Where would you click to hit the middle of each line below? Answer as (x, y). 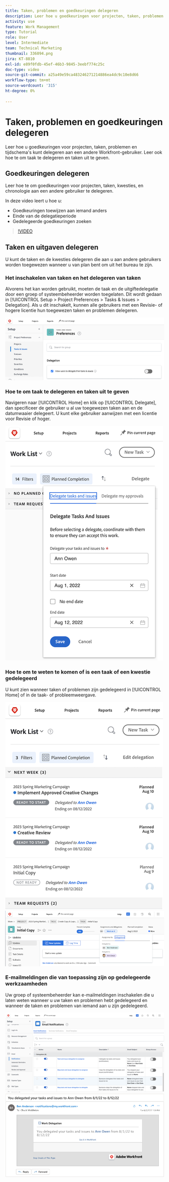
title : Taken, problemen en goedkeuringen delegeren (62, 11)
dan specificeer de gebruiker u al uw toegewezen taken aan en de (74, 408)
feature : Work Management (32, 27)
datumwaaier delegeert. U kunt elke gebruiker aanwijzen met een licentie (81, 414)
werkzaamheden (26, 984)
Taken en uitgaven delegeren (52, 247)
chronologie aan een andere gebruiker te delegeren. (59, 191)
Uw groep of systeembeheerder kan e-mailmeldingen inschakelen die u (80, 995)
